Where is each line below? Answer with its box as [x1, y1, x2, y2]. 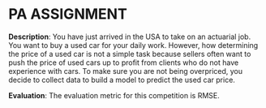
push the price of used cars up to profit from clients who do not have [8, 58, 239, 67]
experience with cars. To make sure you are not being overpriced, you [8, 66, 243, 76]
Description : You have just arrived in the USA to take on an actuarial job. [8, 32, 251, 41]
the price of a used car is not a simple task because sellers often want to [8, 49, 251, 58]
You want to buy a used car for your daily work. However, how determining [8, 40, 259, 50]
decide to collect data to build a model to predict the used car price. [8, 75, 235, 84]
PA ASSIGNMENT [8, 5, 127, 24]
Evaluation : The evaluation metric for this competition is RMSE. [8, 90, 221, 100]
